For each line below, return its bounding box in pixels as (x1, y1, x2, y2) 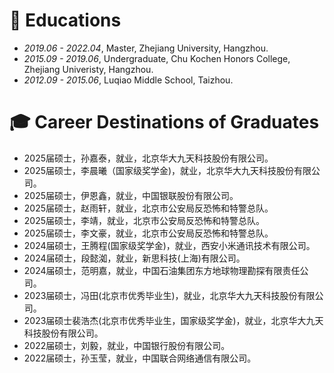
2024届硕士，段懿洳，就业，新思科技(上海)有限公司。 (23, 252, 246, 264)
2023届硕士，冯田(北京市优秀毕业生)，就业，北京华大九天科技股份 (23, 289, 298, 301)
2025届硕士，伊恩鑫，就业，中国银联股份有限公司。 (23, 189, 239, 201)
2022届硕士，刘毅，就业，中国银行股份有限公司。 (23, 339, 231, 351)
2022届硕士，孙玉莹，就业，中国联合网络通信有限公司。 (23, 352, 257, 364)
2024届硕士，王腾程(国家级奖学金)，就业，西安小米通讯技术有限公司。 (23, 239, 316, 251)
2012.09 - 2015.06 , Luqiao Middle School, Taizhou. (23, 74, 234, 86)
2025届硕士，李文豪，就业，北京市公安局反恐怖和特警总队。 (23, 227, 274, 239)
